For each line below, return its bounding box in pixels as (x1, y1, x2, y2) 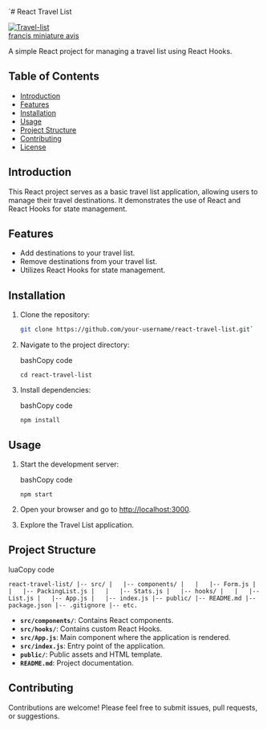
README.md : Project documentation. (19, 658, 134, 667)
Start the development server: (19, 459, 119, 469)
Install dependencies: (19, 385, 91, 395)
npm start (19, 490, 54, 499)
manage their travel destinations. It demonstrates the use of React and (8, 195, 241, 205)
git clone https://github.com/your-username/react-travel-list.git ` (19, 325, 254, 334)
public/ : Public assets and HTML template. (19, 650, 163, 659)
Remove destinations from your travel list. (19, 257, 158, 267)
